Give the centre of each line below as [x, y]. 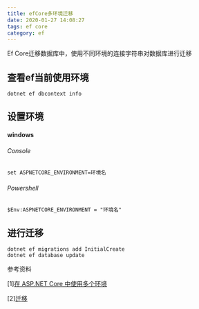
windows [21, 135]
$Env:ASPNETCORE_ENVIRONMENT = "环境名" [65, 210]
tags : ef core [28, 26]
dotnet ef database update [46, 256]
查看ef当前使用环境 [48, 77]
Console [19, 150]
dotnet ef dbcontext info [44, 94]
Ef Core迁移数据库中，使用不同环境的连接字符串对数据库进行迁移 [99, 53]
